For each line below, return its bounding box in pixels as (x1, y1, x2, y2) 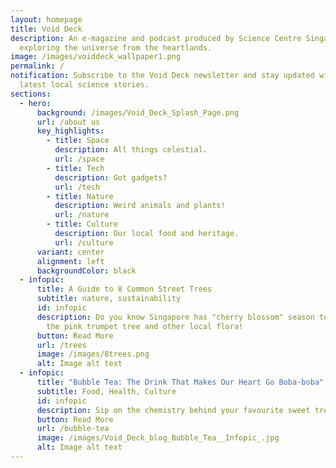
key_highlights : (36, 126, 105, 136)
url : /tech (54, 182, 101, 192)
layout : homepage (10, 14, 83, 25)
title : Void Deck (10, 24, 83, 34)
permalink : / (10, 61, 65, 71)
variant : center (36, 247, 105, 257)
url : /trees (36, 340, 87, 350)
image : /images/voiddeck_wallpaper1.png (10, 52, 182, 62)
